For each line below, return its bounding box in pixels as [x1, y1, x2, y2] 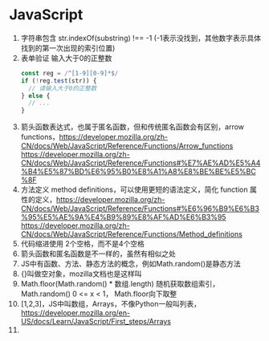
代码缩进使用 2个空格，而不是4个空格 [20, 239, 145, 249]
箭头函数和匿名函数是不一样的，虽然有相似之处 [20, 249, 176, 258]
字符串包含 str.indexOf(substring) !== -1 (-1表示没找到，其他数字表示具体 [20, 33, 262, 43]
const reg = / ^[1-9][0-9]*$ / [20, 69, 119, 77]
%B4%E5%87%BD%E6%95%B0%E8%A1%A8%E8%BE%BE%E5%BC [20, 167, 256, 177]
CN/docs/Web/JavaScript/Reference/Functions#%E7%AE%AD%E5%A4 [20, 158, 261, 168]
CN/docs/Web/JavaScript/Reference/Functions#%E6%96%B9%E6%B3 [20, 204, 260, 213]
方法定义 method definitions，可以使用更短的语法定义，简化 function [20, 185, 248, 194]
